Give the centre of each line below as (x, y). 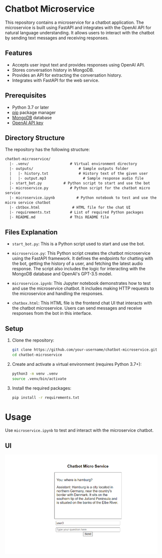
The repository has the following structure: (48, 149)
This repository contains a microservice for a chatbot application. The (74, 22)
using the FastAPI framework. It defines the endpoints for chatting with (82, 259)
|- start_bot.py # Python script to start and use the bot (80, 183)
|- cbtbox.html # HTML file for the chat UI (70, 208)
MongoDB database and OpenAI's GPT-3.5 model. (62, 274)
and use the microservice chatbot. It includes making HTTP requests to (83, 288)
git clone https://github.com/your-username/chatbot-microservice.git (85, 350)
